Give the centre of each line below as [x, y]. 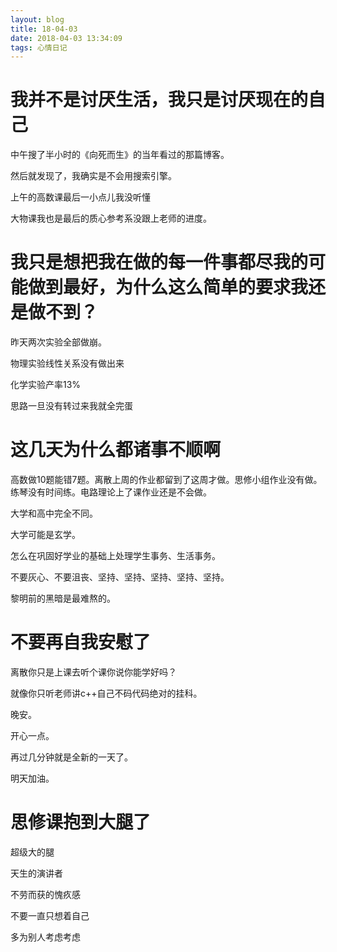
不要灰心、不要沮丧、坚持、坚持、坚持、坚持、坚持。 [120, 577]
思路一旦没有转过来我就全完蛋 [71, 406]
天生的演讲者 [36, 873]
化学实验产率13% [46, 385]
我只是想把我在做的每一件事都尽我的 [159, 262]
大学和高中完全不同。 [54, 513]
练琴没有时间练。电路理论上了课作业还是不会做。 [111, 492]
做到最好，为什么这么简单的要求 [160, 287]
